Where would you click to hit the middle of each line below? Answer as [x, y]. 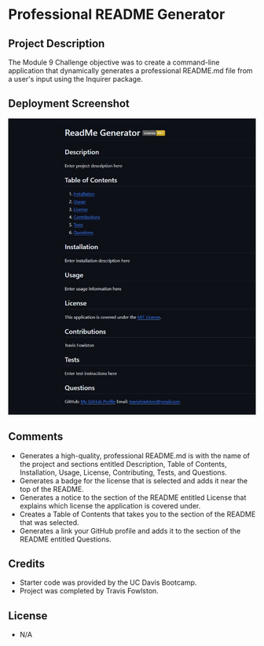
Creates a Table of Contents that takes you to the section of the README [137, 514]
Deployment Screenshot [69, 104]
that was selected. [49, 522]
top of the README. [51, 489]
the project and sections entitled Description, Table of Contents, [123, 464]
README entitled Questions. [65, 539]
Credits [27, 563]
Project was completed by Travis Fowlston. [89, 591]
